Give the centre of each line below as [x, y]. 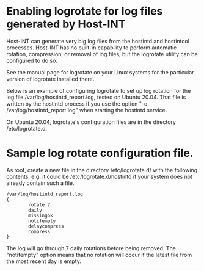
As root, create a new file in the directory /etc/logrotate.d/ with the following [102, 170]
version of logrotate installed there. [50, 79]
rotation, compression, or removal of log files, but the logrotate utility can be [102, 54]
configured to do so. [32, 60]
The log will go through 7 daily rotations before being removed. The [91, 248]
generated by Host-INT [66, 24]
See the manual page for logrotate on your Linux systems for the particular [100, 72]
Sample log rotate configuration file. [100, 153]
